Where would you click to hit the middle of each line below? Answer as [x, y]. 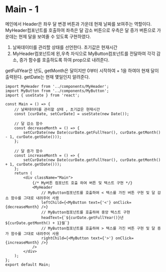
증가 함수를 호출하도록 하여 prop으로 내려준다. [64, 60]
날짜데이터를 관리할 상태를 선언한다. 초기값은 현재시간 [65, 47]
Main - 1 [22, 9]
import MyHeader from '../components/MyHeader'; [57, 86]
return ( [23, 173]
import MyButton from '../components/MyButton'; [57, 91]
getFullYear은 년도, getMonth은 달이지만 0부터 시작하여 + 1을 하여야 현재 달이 [82, 70]
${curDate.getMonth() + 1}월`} [37, 223]
